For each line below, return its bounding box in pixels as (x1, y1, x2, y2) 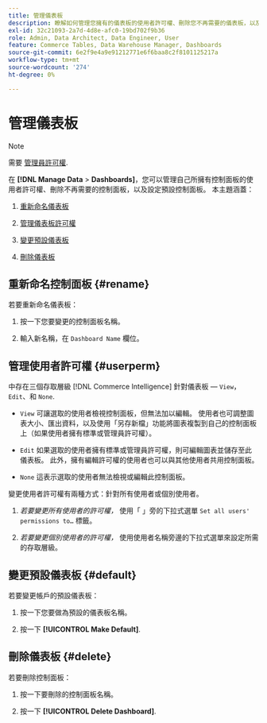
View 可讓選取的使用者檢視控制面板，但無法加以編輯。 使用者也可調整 (19, 408, 248, 418)
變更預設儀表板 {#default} (8, 568, 137, 582)
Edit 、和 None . (8, 392, 56, 401)
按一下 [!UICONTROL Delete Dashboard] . (19, 706, 157, 716)
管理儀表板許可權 (19, 218, 76, 227)
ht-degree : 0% (8, 71, 56, 79)
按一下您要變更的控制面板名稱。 (19, 317, 125, 327)
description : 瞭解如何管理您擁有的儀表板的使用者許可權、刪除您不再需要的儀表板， (8, 19, 250, 27)
